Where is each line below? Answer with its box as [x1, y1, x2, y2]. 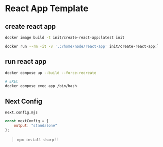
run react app [5, 57, 47, 66]
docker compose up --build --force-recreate [5, 70, 97, 75]
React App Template [5, 3, 89, 14]
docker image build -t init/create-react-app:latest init [5, 35, 125, 40]
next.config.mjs [5, 110, 38, 115]
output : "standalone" [14, 123, 57, 128]
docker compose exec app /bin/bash [5, 84, 77, 89]
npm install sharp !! [16, 136, 58, 142]
